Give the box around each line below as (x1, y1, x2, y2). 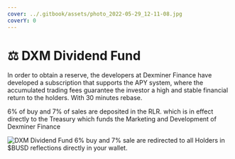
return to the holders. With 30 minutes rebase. (7, 94, 143, 102)
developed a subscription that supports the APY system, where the (7, 79, 204, 87)
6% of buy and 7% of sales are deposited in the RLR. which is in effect (7, 107, 214, 116)
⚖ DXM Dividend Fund (7, 48, 141, 64)
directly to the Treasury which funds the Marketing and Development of (7, 115, 217, 124)
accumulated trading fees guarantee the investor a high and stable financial (7, 86, 229, 94)
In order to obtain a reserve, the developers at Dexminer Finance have (7, 71, 212, 79)
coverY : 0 (7, 17, 37, 24)
